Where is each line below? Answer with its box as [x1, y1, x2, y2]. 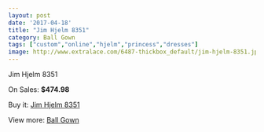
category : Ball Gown [8, 33, 76, 42]
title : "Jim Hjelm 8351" [8, 26, 90, 34]
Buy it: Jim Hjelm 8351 [8, 100, 80, 109]
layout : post [8, 11, 51, 20]
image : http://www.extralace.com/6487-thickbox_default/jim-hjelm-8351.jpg [8, 48, 262, 56]
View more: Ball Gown [8, 115, 80, 124]
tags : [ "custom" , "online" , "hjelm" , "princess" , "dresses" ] [8, 41, 199, 49]
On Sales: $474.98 [8, 85, 70, 94]
